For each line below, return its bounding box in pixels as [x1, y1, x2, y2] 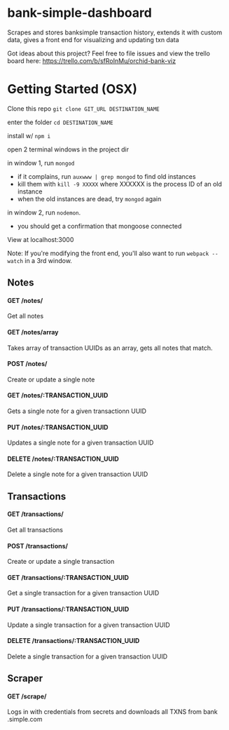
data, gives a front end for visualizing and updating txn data [7, 35, 180, 43]
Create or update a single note [7, 375, 95, 384]
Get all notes [7, 312, 44, 320]
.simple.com [7, 715, 43, 724]
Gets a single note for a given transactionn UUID [7, 407, 147, 415]
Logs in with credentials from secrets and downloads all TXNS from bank [7, 708, 218, 716]
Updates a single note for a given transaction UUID [7, 438, 154, 447]
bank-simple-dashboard [7, 5, 152, 21]
